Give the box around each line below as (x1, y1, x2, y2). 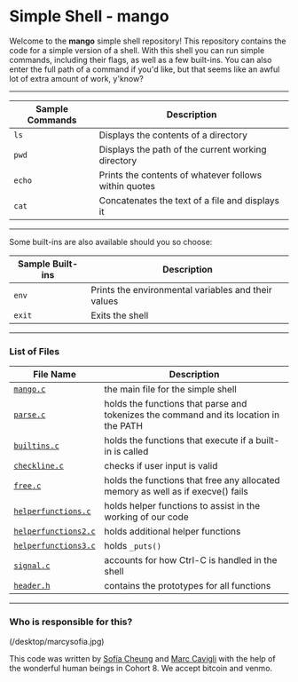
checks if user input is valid (104, 460, 218, 472)
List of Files (9, 345, 60, 357)
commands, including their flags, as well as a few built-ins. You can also (9, 54, 272, 65)
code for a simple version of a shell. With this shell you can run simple (9, 44, 265, 55)
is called (114, 446, 149, 458)
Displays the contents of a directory (98, 129, 248, 141)
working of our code (104, 511, 189, 523)
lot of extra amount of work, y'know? (9, 73, 144, 83)
